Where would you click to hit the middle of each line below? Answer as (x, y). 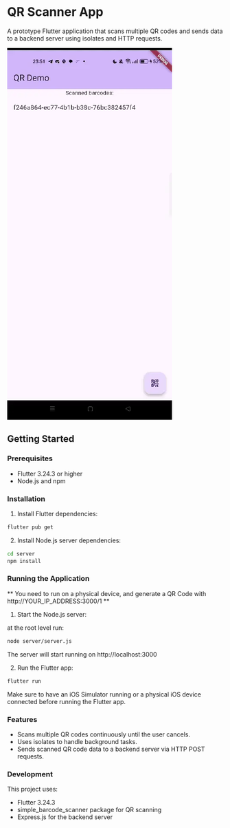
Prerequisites (30, 458)
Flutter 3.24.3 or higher (50, 474)
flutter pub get (30, 527)
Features (22, 719)
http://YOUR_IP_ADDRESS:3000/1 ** (58, 601)
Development (30, 774)
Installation (26, 498)
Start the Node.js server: (52, 614)
